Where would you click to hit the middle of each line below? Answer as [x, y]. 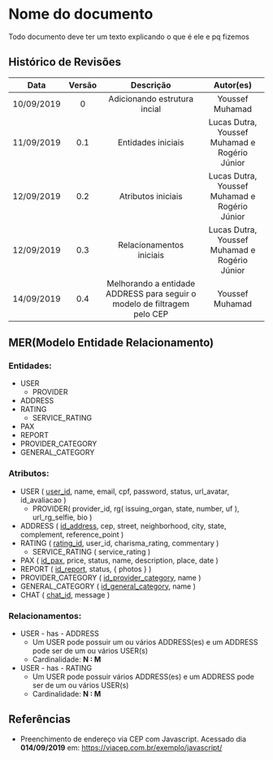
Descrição [151, 84]
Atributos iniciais [151, 196]
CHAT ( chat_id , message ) [65, 594]
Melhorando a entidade [151, 283]
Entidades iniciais [151, 142]
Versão [83, 84]
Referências [40, 719]
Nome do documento [81, 14]
